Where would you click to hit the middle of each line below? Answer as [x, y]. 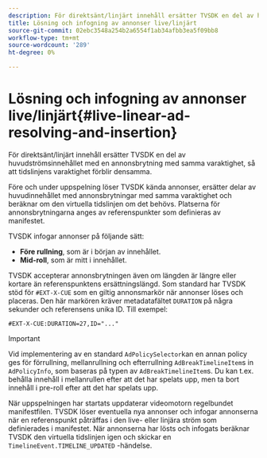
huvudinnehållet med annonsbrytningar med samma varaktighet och [120, 195]
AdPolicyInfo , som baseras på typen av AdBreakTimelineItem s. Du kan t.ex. [131, 371]
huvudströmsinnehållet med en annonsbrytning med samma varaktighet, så [132, 163]
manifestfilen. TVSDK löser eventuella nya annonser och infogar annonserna [133, 411]
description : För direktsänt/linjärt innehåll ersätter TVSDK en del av [131, 16]
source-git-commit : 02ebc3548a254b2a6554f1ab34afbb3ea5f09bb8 [113, 30]
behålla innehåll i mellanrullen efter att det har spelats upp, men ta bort [124, 379]
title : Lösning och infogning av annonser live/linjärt [103, 23]
